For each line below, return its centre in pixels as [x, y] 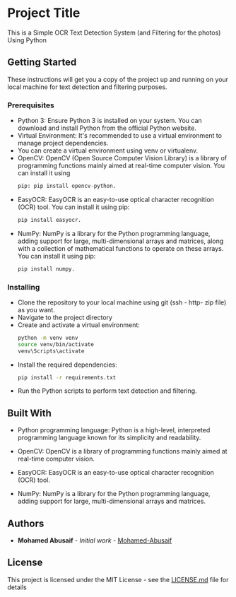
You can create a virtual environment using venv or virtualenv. [108, 150]
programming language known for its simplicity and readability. [109, 438]
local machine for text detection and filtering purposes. [87, 87]
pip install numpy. [46, 269]
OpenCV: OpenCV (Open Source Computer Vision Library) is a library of [122, 158]
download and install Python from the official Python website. [107, 128]
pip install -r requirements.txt [67, 377]
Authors [26, 523]
